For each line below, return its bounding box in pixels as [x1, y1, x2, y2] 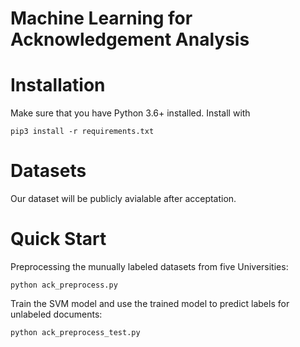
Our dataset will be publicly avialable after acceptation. [10, 193, 237, 205]
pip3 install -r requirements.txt [10, 127, 155, 137]
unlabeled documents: [10, 308, 103, 320]
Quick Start [10, 228, 107, 251]
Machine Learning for [10, 7, 193, 30]
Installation [10, 74, 106, 97]
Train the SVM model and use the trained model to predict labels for [10, 298, 290, 309]
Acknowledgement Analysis [10, 28, 250, 51]
